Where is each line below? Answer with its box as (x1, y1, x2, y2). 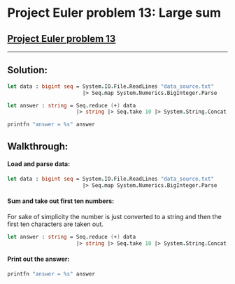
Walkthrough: (7, 140, 69, 152)
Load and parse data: (7, 160, 71, 168)
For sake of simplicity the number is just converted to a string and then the (7, 212, 222, 221)
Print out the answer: (7, 255, 70, 263)
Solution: (7, 64, 48, 76)
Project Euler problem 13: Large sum (7, 5, 222, 21)
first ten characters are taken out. (7, 220, 104, 228)
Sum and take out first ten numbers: (7, 197, 114, 205)
